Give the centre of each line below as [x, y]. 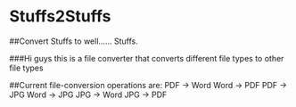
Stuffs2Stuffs [60, 16]
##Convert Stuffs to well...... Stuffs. [74, 41]
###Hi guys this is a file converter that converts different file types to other [147, 58]
